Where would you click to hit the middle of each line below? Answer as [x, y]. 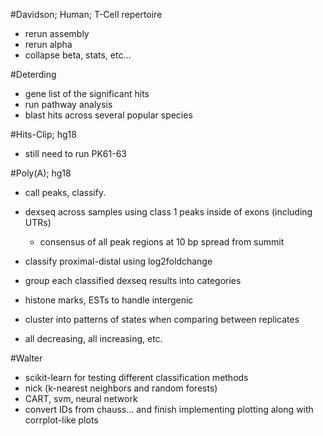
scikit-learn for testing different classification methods [136, 377]
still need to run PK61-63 [76, 153]
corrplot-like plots [61, 420]
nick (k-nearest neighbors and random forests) [121, 388]
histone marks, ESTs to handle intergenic [109, 300]
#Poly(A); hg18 [41, 173]
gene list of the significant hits [87, 93]
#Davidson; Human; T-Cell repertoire [86, 14]
